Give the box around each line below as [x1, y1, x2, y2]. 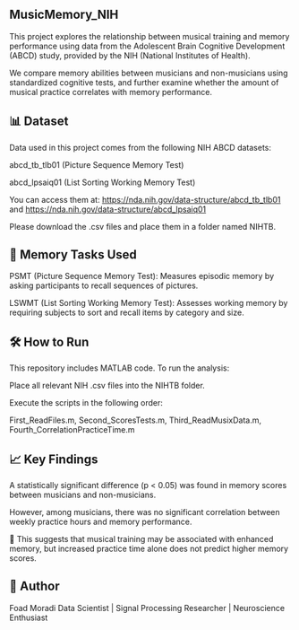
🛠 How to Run [9, 334, 90, 349]
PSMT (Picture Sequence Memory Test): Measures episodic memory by [9, 271, 275, 282]
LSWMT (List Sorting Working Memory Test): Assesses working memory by [9, 298, 288, 309]
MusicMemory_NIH [9, 7, 119, 22]
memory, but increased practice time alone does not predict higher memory [9, 543, 289, 555]
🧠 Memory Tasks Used [9, 247, 137, 263]
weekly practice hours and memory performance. [9, 516, 192, 528]
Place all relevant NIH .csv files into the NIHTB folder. [9, 381, 206, 391]
